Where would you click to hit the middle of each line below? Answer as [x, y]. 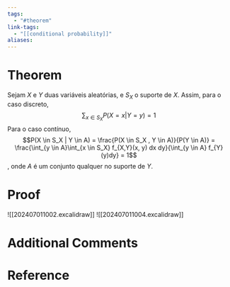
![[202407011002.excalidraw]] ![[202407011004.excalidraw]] [96, 214]
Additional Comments [73, 243]
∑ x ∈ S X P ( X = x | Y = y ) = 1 [119, 116]
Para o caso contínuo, [39, 129]
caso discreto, [28, 104]
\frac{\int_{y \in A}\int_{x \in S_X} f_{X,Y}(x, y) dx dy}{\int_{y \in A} [111, 147]
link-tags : [23, 27]
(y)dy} [110, 155]
